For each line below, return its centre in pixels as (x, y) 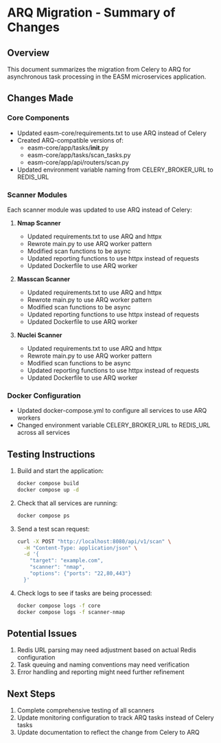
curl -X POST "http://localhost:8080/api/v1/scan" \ (94, 541)
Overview (28, 53)
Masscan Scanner (44, 279)
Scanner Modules (37, 194)
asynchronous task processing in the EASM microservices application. (107, 77)
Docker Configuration (44, 396)
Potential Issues (42, 633)
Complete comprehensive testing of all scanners (85, 711)
